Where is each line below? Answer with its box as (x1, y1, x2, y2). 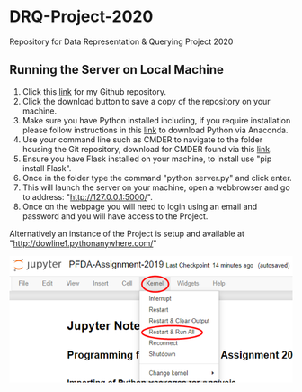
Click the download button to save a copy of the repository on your (22, 96, 271, 106)
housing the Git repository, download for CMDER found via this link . (22, 143, 272, 154)
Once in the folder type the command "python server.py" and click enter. (22, 172, 292, 183)
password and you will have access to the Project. (22, 210, 209, 222)
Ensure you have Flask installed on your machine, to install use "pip (22, 153, 272, 164)
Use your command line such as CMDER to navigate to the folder (22, 133, 263, 145)
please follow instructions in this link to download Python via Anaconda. (22, 124, 289, 135)
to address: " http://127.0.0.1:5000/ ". (22, 191, 153, 202)
